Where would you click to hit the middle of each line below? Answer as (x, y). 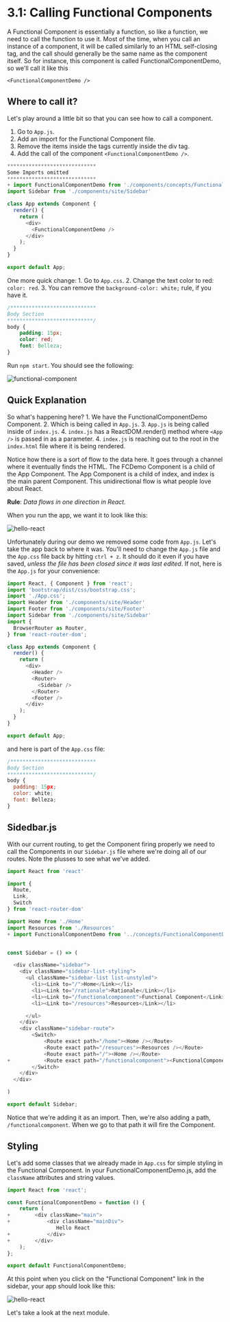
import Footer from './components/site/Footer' (76, 609)
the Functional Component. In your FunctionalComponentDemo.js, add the (112, 1170)
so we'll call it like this (38, 68)
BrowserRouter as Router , (50, 628)
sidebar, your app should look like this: (61, 1286)
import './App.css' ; (37, 596)
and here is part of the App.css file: (56, 749)
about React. (25, 488)
